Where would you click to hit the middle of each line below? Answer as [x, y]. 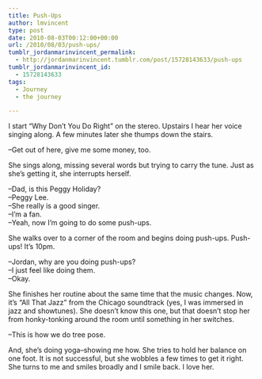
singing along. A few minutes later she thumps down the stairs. [111, 135]
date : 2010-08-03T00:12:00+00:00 [63, 38]
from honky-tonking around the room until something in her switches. [122, 320]
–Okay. [19, 279]
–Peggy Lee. [28, 197]
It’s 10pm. [40, 247]
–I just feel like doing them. [52, 270]
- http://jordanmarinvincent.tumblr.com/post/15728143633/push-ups [129, 60]
